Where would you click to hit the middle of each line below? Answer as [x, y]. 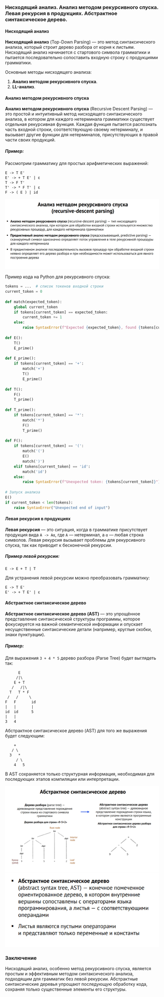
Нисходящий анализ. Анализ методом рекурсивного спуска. [82, 7]
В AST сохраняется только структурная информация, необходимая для [80, 774]
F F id [20, 702]
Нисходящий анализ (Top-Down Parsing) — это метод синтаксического [80, 42]
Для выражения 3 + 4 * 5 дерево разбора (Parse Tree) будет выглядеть [81, 658]
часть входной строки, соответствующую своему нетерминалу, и [74, 130]
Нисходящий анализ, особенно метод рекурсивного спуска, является [78, 968]
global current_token [36, 307]
